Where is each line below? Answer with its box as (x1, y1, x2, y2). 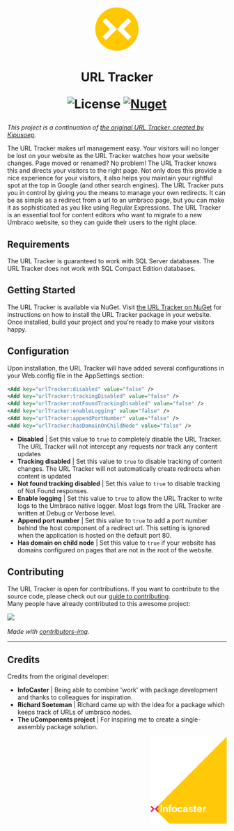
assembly (17, 723, 45, 731)
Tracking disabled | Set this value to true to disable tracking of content (17, 457, 223, 465)
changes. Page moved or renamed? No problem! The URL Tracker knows (7, 159, 217, 167)
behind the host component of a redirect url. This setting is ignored (17, 523, 210, 532)
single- (180, 715, 201, 724)
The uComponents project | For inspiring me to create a (17, 715, 180, 724)
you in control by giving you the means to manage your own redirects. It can (7, 189, 226, 197)
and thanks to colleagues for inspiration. (17, 693, 134, 701)
